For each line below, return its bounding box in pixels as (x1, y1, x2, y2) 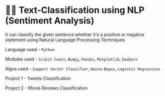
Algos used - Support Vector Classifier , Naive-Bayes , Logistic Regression (5, 66, 160, 72)
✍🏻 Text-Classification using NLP (5, 4, 145, 16)
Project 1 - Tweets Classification (5, 75, 71, 81)
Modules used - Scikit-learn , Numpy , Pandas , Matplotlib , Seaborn (5, 56, 138, 62)
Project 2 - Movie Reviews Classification (5, 85, 88, 91)
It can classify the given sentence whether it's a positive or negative (5, 31, 145, 37)
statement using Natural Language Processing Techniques (5, 37, 125, 43)
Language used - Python (5, 46, 55, 52)
